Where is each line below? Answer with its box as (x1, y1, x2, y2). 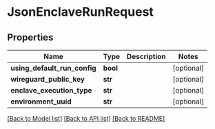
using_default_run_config (10, 63, 96, 73)
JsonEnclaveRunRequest (7, 4, 154, 20)
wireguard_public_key (10, 75, 85, 84)
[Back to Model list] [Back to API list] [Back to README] (7, 115, 165, 122)
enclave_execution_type (10, 86, 92, 95)
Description (126, 52, 167, 61)
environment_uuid (10, 97, 72, 106)
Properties (7, 32, 54, 43)
